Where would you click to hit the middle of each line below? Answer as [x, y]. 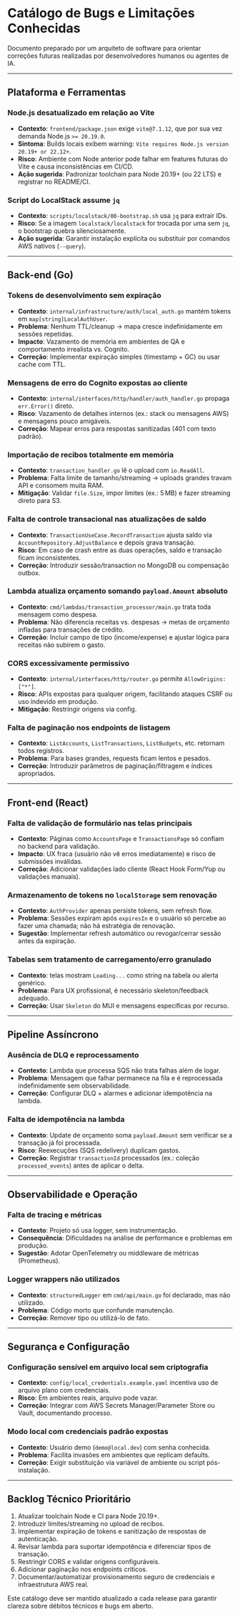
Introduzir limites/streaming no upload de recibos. [91, 1524]
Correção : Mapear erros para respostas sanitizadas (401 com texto [117, 428]
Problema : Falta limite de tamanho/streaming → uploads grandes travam [125, 478]
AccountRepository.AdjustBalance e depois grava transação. [106, 542]
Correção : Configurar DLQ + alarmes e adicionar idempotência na [115, 1093]
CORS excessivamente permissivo [69, 663]
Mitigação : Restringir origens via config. [77, 710]
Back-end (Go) [40, 275]
